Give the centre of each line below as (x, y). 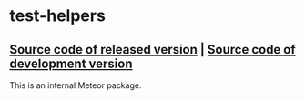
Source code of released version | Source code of (152, 50)
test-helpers (58, 16)
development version (71, 63)
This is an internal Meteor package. (76, 85)
